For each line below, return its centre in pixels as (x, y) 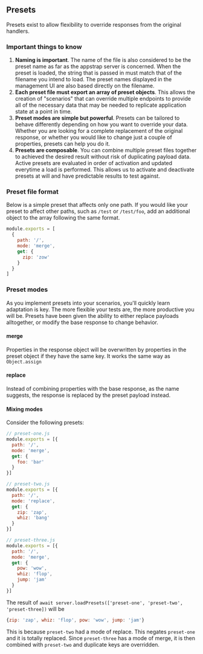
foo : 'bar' (31, 462)
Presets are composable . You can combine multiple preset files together (106, 150)
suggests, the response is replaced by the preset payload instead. (89, 395)
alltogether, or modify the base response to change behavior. (82, 322)
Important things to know (44, 47)
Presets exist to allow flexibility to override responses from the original (94, 24)
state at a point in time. (43, 112)
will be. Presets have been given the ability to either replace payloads (93, 315)
